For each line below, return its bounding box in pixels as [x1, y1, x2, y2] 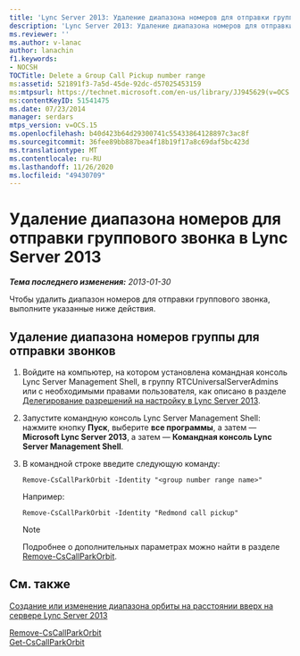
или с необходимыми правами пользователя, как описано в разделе [21, 386, 287, 396]
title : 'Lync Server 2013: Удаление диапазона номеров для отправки [9, 12, 270, 22]
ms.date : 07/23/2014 [9, 104, 87, 113]
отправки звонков [9, 343, 116, 358]
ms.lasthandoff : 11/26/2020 [9, 162, 114, 171]
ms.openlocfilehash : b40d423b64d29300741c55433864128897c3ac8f [9, 129, 250, 138]
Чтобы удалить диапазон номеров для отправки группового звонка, [9, 294, 271, 304]
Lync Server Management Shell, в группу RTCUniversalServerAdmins [21, 377, 279, 386]
